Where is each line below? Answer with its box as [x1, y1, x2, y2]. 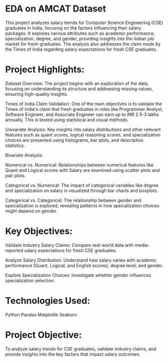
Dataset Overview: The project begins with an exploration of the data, [5, 80, 149, 86]
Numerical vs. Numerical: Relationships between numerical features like [5, 161, 154, 168]
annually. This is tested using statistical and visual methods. [5, 116, 129, 123]
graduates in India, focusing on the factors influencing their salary [5, 25, 141, 31]
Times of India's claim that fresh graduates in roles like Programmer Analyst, [5, 106, 163, 112]
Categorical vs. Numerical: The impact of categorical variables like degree [5, 182, 159, 188]
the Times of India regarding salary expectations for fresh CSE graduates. [5, 46, 157, 52]
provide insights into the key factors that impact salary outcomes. [5, 351, 140, 357]
